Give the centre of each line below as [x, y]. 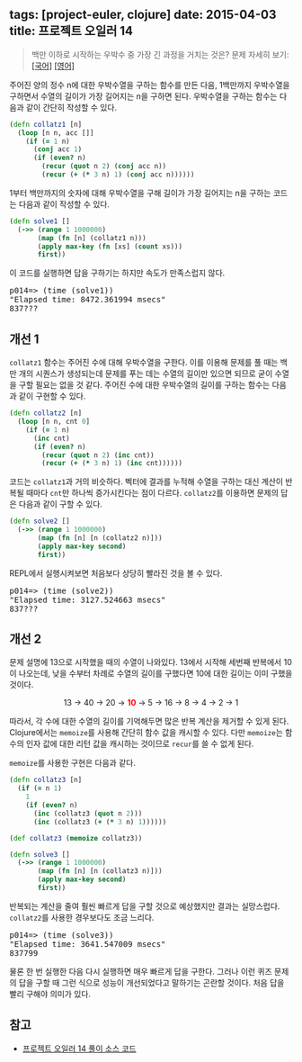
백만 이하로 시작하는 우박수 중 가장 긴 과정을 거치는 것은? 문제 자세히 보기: [160, 54]
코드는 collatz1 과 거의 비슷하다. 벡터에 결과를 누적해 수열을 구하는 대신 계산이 [147, 481]
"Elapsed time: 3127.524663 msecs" [88, 599]
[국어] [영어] [53, 66]
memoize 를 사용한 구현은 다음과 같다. [73, 763]
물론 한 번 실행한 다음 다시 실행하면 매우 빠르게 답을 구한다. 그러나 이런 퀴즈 [141, 971]
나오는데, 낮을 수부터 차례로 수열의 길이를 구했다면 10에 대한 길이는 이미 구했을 [155, 673]
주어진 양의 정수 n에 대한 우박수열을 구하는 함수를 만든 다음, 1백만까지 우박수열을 [150, 85]
